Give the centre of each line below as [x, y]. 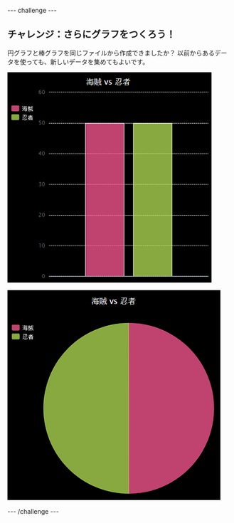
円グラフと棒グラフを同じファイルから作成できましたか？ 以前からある [111, 53]
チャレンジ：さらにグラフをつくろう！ [91, 35]
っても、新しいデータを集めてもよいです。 [87, 62]
